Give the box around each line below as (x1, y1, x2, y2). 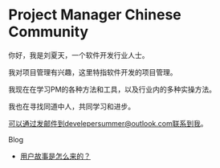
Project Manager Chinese (8, 6, 182, 24)
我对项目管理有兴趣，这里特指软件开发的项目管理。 (8, 67, 177, 77)
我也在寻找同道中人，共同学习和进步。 (8, 101, 135, 111)
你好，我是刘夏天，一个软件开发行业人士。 (8, 50, 149, 59)
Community (8, 23, 89, 41)
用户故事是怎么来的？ (19, 151, 91, 161)
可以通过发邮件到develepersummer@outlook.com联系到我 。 (8, 118, 208, 128)
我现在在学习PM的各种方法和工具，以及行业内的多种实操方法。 (8, 84, 217, 94)
